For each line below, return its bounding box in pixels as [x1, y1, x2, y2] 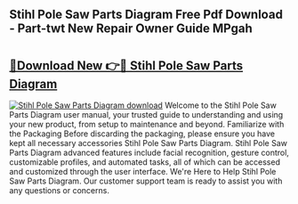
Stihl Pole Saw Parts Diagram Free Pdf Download [9, 7, 283, 22]
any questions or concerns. [9, 185, 109, 195]
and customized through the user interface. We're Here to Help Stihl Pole [9, 167, 277, 176]
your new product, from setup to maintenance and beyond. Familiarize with [9, 119, 285, 129]
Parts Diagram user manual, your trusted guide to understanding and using [9, 110, 284, 119]
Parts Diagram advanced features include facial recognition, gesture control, [9, 147, 289, 158]
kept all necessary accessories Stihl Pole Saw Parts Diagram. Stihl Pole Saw [9, 138, 287, 148]
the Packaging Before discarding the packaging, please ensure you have [9, 128, 276, 139]
